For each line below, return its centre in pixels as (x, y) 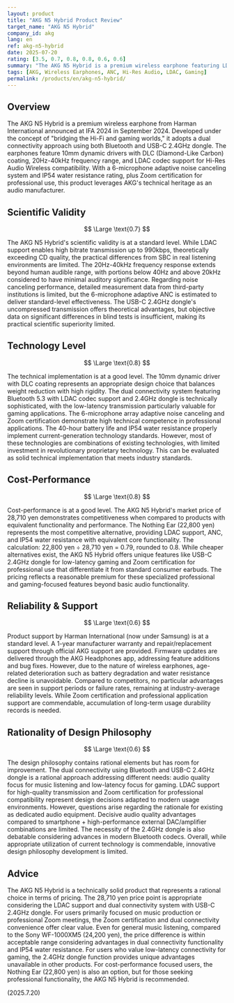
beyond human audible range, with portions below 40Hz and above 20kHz (114, 272)
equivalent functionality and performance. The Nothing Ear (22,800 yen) (111, 525)
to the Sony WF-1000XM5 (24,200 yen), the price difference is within (106, 935)
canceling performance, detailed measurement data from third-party (106, 287)
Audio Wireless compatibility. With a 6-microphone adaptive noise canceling (117, 168)
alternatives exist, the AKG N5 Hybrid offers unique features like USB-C (110, 555)
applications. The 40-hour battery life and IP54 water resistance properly (112, 428)
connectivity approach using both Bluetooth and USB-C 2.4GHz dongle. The (117, 146)
